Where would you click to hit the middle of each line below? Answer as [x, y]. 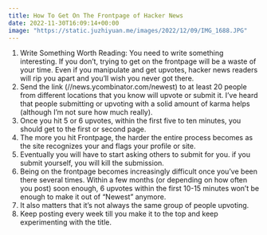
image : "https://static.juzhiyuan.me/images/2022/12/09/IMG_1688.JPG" [128, 30]
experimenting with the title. [66, 222]
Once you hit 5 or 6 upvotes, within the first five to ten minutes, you [130, 121]
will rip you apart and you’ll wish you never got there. [107, 78]
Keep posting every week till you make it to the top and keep [119, 214]
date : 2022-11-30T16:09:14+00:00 [64, 23]
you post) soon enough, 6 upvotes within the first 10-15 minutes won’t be [139, 189]
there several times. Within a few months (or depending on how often [133, 180]
